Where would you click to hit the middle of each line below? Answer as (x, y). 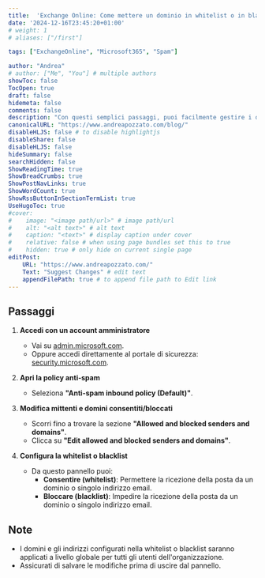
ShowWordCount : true (42, 191)
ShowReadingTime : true (45, 169)
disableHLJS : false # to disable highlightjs (84, 132)
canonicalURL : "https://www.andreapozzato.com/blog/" (99, 125)
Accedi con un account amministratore (85, 331)
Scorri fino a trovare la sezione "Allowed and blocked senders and (140, 424)
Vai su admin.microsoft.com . (78, 346)
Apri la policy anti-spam (60, 378)
